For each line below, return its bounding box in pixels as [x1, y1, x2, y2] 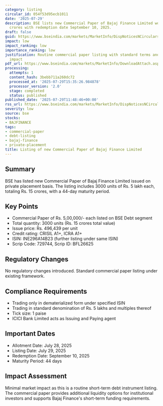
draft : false [5, 30, 32, 34]
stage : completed [9, 88, 45, 93]
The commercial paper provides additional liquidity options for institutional [5, 390, 154, 396]
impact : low [5, 39, 29, 44]
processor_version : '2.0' [9, 84, 62, 89]
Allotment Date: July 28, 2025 [12, 342, 72, 348]
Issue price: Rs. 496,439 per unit [12, 225, 78, 231]
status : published [9, 93, 47, 98]
